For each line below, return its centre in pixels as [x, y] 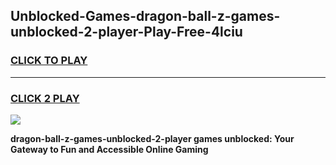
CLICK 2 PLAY [45, 98]
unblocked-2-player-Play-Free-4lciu [126, 32]
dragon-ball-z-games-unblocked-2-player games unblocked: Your [152, 138]
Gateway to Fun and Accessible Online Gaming [109, 149]
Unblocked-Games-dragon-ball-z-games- [145, 16]
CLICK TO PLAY [49, 61]
